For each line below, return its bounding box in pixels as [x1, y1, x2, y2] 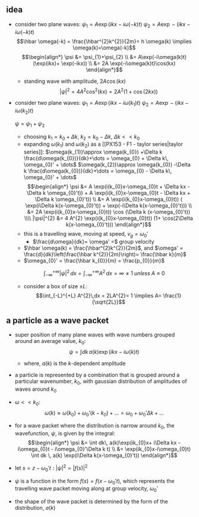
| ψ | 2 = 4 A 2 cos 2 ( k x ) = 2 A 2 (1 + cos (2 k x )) [59, 86, 159, 95]
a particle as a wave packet [6, 315, 109, 325]
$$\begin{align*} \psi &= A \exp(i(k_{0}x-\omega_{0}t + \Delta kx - [27, 183, 190, 190]
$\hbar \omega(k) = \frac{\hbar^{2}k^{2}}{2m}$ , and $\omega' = [23, 244, 184, 252]
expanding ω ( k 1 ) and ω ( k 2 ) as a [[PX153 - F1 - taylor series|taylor [23, 141, 183, 150]
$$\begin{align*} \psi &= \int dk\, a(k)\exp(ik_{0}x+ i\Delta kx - [27, 439, 181, 446]
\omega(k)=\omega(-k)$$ [72, 44, 136, 51]
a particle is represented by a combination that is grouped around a [14, 372, 180, 379]
